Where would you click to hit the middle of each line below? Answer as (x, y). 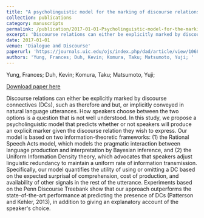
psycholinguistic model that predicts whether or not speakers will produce (99, 124)
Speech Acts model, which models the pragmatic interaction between (93, 143)
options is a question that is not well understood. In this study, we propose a (101, 118)
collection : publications (39, 18)
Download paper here (33, 86)
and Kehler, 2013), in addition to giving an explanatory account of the (93, 202)
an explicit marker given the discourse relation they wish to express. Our (97, 130)
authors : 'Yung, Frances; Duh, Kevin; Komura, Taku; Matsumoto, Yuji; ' (100, 57)
